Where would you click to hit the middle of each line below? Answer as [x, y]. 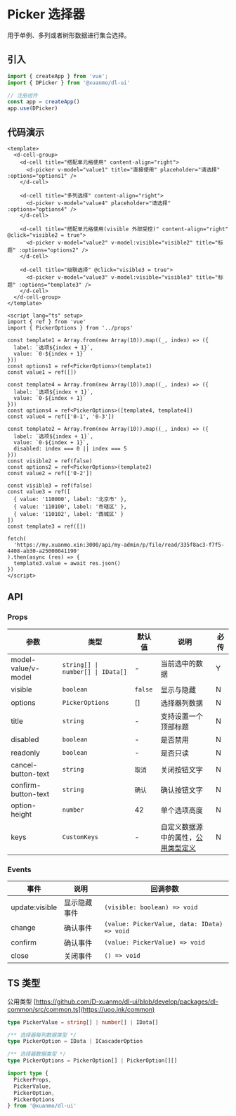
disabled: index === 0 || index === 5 [71, 448]
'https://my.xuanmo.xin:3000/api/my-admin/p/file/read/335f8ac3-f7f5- [119, 545]
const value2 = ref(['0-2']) [50, 473]
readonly [26, 753]
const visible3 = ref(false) [50, 486]
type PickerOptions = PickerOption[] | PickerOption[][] [92, 1061]
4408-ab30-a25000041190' [44, 551]
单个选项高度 [182, 810]
